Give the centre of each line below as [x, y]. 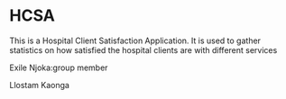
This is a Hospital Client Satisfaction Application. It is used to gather [135, 40]
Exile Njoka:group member [59, 67]
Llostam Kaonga [40, 85]
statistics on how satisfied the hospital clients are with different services [143, 49]
